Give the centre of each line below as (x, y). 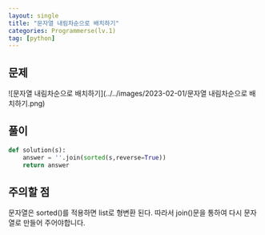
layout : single (34, 16)
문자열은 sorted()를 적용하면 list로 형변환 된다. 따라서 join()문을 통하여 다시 (125, 213)
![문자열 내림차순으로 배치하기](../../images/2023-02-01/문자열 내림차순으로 (128, 94)
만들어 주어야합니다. (54, 223)
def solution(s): (37, 150)
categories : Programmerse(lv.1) (62, 30)
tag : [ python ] (32, 38)
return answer (46, 165)
